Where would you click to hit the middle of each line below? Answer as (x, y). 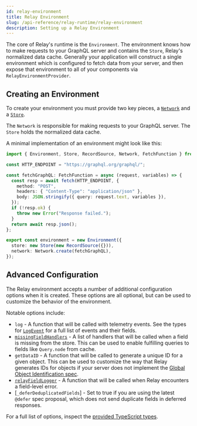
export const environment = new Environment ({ (64, 240)
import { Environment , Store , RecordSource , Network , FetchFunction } (94, 154)
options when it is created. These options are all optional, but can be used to (98, 295)
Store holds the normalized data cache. (54, 132)
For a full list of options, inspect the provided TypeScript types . (82, 416)
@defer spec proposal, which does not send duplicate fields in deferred (100, 398)
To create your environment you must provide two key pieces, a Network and (98, 108)
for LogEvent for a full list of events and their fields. (76, 330)
